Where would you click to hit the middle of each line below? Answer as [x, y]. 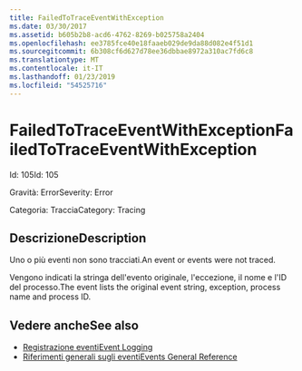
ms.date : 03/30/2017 [49, 26]
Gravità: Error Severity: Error [61, 192]
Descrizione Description [78, 238]
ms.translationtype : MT [54, 60]
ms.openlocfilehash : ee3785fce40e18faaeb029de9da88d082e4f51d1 [132, 43]
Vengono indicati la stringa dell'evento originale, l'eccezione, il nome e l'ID [148, 278]
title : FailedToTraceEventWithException [87, 18]
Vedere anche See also [74, 325]
